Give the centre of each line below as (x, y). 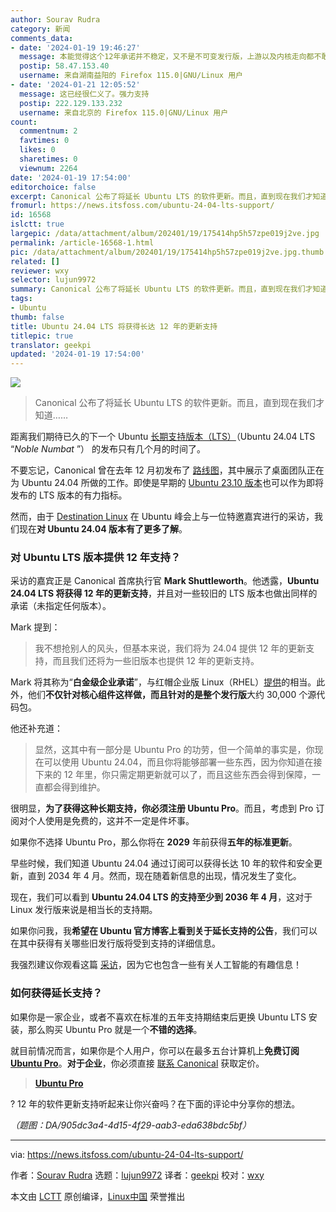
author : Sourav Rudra (55, 19)
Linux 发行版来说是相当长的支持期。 (84, 910)
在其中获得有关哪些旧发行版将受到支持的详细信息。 (115, 943)
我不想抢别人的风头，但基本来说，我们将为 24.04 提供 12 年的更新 (170, 648)
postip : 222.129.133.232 (71, 103)
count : (24, 122)
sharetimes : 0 (48, 159)
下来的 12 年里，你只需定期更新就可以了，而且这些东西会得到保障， (173, 775)
